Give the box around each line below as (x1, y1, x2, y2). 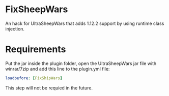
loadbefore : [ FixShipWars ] (5, 75, 63, 81)
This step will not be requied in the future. (5, 85, 93, 91)
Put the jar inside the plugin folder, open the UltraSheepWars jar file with (5, 60, 157, 67)
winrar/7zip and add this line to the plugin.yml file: (5, 66, 110, 72)
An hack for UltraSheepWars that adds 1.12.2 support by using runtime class (5, 20, 164, 26)
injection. (5, 25, 24, 31)
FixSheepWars (5, 4, 68, 15)
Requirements (5, 44, 66, 55)
